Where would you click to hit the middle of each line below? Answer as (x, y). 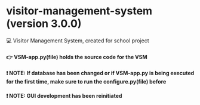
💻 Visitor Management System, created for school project (78, 41)
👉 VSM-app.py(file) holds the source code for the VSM (77, 57)
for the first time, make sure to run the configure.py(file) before (86, 82)
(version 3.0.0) (44, 24)
